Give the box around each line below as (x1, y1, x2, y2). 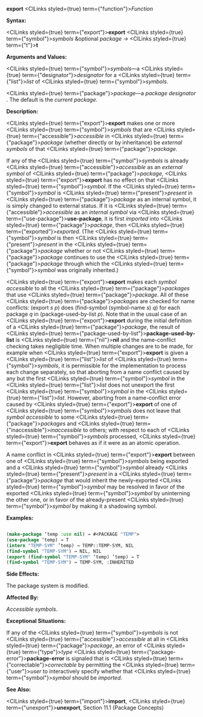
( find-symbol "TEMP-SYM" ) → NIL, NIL (6, 548, 102, 554)
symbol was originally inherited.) (37, 267, 119, 273)
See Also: (6, 686, 32, 693)
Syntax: (6, 17, 27, 24)
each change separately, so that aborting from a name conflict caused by (6, 369, 190, 375)
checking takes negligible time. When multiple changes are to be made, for (6, 342, 193, 350)
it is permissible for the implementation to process (61, 362, 187, 369)
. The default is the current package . (6, 96, 98, 103)
